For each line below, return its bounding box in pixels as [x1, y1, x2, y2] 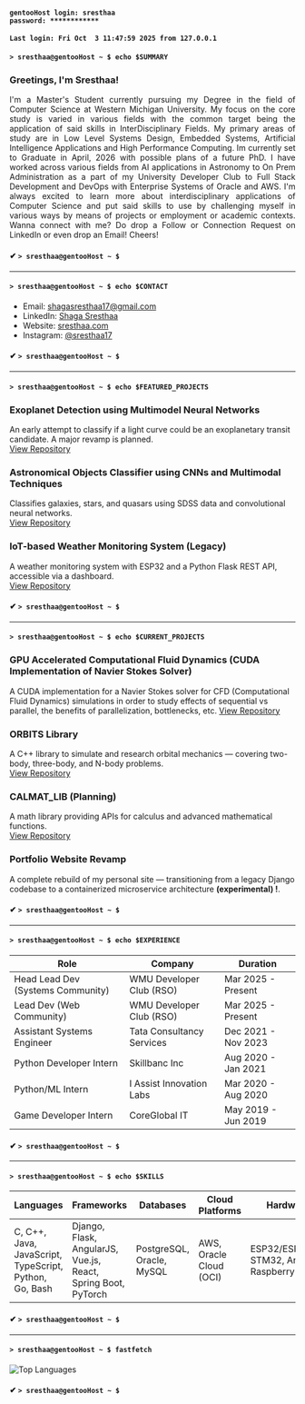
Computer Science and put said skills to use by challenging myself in [9, 201, 296, 212]
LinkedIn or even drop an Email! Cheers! [9, 229, 159, 241]
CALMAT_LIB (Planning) [9, 790, 117, 802]
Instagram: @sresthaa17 [22, 329, 113, 341]
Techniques [9, 477, 64, 490]
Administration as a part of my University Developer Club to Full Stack [9, 172, 296, 183]
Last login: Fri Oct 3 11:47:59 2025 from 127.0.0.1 [9, 34, 218, 43]
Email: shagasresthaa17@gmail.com [22, 301, 157, 312]
